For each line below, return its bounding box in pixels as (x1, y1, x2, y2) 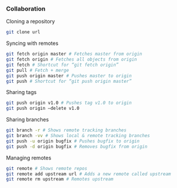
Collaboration (6, 5, 46, 13)
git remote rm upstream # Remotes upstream (6, 176, 114, 182)
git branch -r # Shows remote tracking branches (6, 127, 127, 133)
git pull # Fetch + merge (6, 67, 69, 73)
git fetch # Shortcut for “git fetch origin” (6, 62, 119, 68)
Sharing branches (6, 116, 49, 123)
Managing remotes (6, 154, 51, 161)
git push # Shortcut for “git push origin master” (6, 78, 132, 84)
